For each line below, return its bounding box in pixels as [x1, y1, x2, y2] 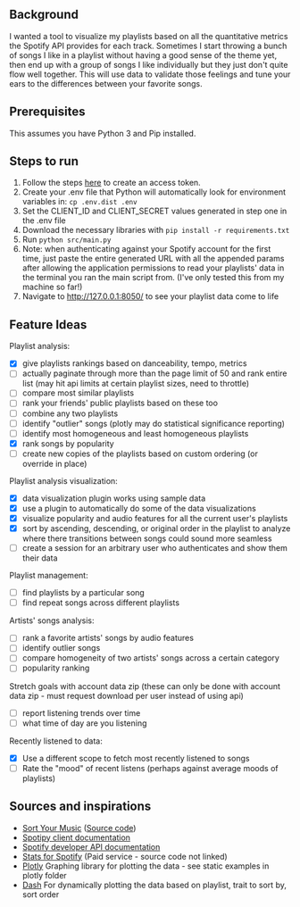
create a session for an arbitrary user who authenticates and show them [21, 543, 287, 553]
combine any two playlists [21, 408, 119, 419]
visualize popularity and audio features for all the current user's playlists [21, 512, 288, 523]
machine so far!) [21, 281, 83, 293]
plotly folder [21, 870, 67, 880]
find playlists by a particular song [21, 587, 145, 598]
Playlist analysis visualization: [9, 475, 118, 486]
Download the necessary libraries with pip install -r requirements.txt [21, 225, 290, 236]
